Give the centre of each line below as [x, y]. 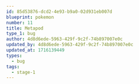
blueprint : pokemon [30, 17]
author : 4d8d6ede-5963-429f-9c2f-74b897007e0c [64, 39]
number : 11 [20, 22]
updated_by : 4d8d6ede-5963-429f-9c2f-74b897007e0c [70, 45]
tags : [13, 67]
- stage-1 [23, 72]
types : [14, 56]
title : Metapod [25, 28]
